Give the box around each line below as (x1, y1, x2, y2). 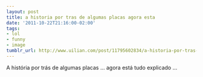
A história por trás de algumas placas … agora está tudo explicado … (6, 64, 178, 71)
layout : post (6, 8, 39, 15)
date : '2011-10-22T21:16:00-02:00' (6, 20, 96, 26)
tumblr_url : (6, 48, 36, 54)
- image (6, 42, 26, 48)
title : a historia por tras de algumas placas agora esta (6, 14, 155, 20)
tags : (6, 25, 20, 32)
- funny (6, 36, 26, 42)
